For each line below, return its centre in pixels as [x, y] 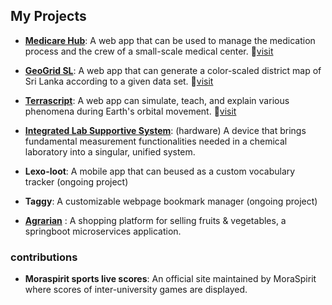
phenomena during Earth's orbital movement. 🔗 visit [130, 111]
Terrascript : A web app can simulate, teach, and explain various [157, 100]
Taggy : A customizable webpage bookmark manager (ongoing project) [171, 201]
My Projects [48, 16]
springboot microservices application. [103, 231]
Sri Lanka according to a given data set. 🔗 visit [119, 81]
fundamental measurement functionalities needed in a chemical [156, 141]
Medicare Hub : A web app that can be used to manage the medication [170, 40]
